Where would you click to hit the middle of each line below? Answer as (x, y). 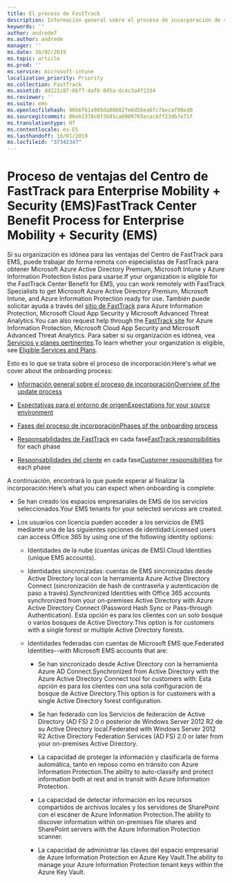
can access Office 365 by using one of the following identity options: (115, 537)
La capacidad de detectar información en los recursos (115, 800)
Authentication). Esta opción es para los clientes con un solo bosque (125, 615)
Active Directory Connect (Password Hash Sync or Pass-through (119, 608)
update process (39, 392)
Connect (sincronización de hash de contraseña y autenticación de (123, 586)
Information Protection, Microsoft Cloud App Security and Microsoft (104, 328)
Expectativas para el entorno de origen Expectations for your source (114, 405)
